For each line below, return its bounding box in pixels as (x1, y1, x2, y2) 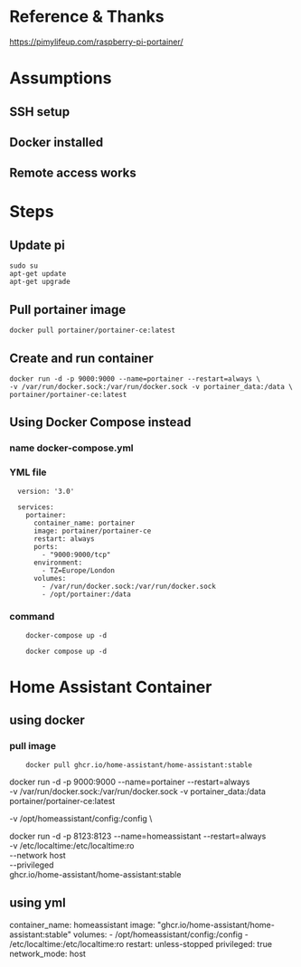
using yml (9, 896, 66, 911)
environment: (33, 558, 83, 567)
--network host (9, 849, 66, 860)
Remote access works (9, 166, 137, 181)
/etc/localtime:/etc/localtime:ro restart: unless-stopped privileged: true (9, 938, 273, 949)
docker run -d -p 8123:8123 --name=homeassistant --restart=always (9, 830, 267, 841)
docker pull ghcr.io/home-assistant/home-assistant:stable (25, 760, 253, 770)
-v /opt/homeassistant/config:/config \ (9, 812, 153, 824)
